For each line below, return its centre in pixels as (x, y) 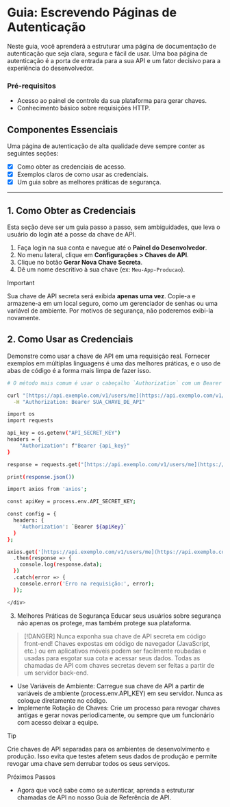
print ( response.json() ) (41, 477)
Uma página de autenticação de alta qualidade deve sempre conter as (106, 146)
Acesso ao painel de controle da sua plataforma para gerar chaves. (112, 101)
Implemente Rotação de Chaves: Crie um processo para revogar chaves (118, 708)
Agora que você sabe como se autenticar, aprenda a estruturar (106, 790)
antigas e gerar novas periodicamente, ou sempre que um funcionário (115, 715)
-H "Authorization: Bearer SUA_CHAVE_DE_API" (79, 402)
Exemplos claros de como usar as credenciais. (82, 174)
